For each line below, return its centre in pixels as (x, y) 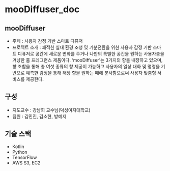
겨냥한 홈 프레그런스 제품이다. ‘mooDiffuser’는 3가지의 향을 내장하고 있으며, (87, 60)
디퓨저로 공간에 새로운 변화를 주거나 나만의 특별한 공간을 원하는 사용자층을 (91, 54)
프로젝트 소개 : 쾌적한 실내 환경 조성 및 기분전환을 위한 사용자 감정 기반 (82, 47)
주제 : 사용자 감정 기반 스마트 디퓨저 (47, 41)
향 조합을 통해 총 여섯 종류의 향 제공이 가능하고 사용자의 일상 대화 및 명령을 (86, 66)
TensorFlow (24, 157)
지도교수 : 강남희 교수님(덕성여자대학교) (51, 110)
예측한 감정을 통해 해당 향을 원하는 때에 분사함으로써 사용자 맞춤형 (91, 73)
